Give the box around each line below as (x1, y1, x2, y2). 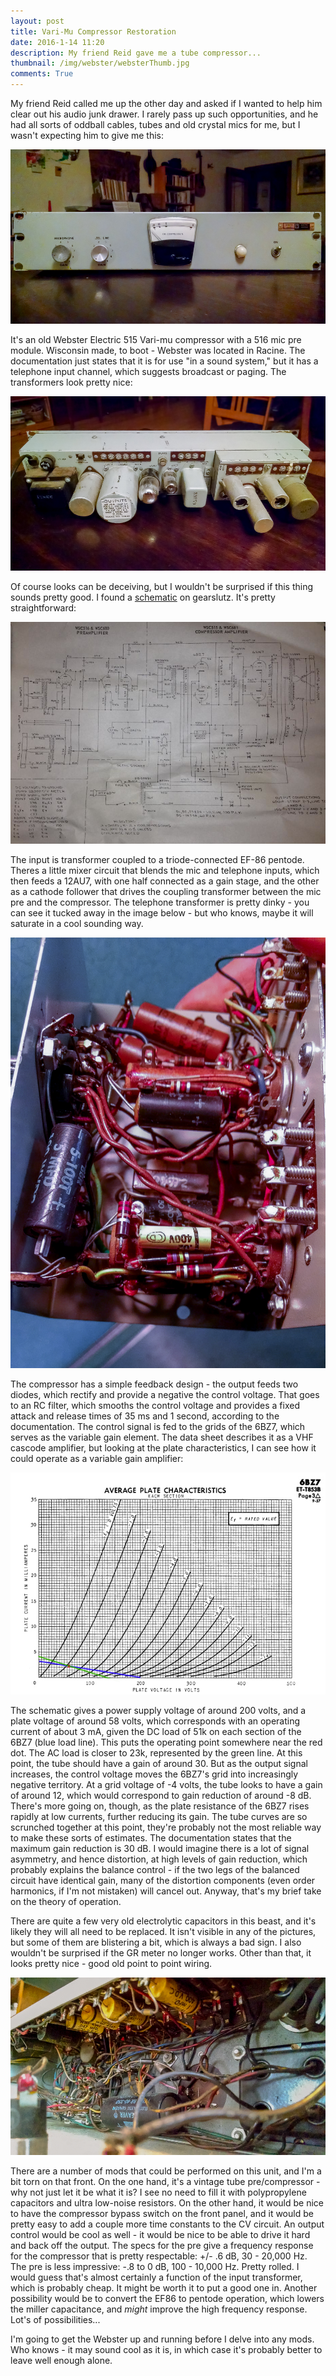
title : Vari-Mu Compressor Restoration (10, 26, 177, 37)
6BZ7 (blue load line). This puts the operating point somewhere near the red (10, 1736, 323, 1748)
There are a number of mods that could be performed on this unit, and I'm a (10, 2165, 322, 2177)
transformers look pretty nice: (10, 376, 133, 389)
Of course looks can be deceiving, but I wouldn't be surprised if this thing (10, 581, 314, 593)
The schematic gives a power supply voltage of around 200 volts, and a (10, 1704, 307, 1716)
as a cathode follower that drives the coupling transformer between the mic (10, 885, 322, 897)
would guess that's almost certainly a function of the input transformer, (10, 2271, 303, 2283)
